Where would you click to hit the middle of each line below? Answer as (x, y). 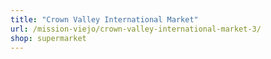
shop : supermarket (48, 38)
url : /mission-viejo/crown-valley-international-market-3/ (136, 29)
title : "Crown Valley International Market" (104, 19)
